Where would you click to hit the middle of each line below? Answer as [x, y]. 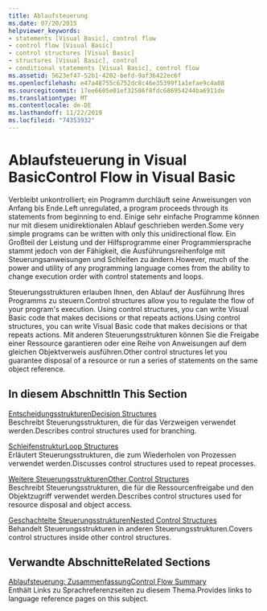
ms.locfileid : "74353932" [51, 121]
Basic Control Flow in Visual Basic [122, 177]
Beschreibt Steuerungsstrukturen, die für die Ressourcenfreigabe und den [131, 487]
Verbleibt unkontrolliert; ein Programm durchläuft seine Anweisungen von [130, 199]
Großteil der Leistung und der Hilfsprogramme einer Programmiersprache [130, 242]
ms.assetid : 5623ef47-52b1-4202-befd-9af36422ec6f [95, 76]
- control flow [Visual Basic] [61, 46]
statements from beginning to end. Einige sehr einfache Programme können [134, 216]
